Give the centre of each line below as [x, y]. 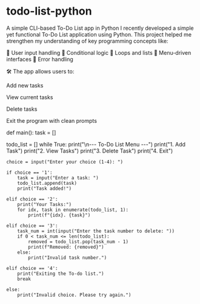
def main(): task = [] [31, 133]
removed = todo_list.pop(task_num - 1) [78, 241]
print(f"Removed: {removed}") [66, 247]
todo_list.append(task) [47, 183]
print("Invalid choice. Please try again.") [74, 295]
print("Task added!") [44, 188]
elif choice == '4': [32, 268]
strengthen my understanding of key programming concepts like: [87, 41]
